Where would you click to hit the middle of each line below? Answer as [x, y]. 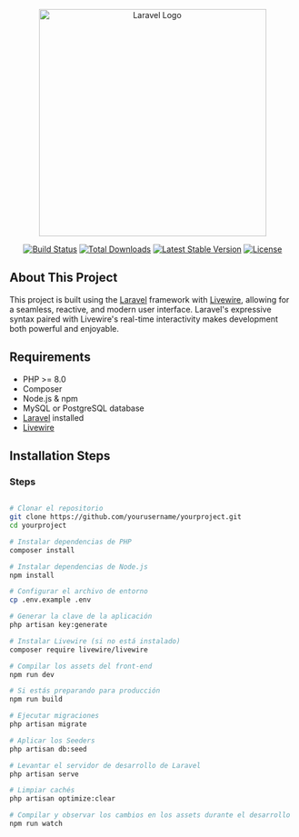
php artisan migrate [49, 724]
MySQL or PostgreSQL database [84, 408]
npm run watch [36, 824]
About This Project [64, 278]
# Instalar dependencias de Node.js [79, 567]
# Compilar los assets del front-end [81, 666]
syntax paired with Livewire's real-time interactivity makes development [144, 319]
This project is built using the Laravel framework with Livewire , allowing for [149, 299]
